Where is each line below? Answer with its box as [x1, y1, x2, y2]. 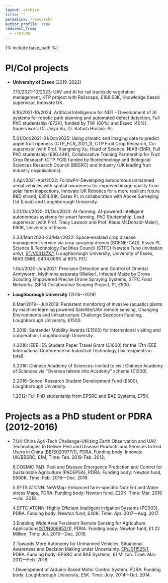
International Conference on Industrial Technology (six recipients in [12, 347, 152, 353]
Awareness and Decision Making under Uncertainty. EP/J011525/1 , [12, 546, 150, 552]
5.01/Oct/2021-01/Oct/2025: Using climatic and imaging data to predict [12, 135, 159, 141]
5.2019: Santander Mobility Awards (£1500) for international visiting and [12, 327, 161, 333]
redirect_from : [5, 26, 37, 31]
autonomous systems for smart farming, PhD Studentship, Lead [12, 214, 145, 220]
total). [12, 353, 25, 359]
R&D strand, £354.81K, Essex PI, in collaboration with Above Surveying [12, 193, 159, 199]
